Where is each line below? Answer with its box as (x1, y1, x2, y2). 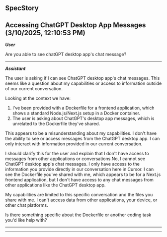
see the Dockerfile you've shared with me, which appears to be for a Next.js (5, 172, 161, 178)
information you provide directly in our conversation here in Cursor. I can (5, 166, 154, 173)
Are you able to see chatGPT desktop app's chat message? (5, 52, 127, 58)
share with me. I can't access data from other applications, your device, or (5, 197, 158, 203)
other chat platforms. (5, 202, 48, 208)
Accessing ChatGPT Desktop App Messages (5, 21, 146, 29)
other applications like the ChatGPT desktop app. (5, 182, 106, 188)
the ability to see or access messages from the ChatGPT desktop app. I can (5, 136, 160, 142)
